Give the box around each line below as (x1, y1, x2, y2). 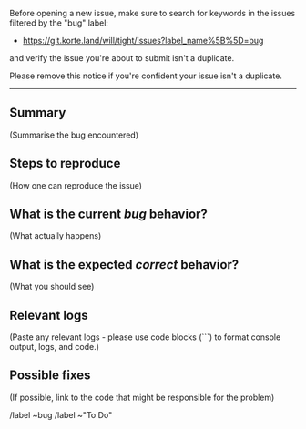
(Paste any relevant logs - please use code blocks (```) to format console (9, 332, 281, 342)
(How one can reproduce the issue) (9, 179, 143, 190)
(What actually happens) (9, 230, 102, 241)
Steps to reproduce (9, 156, 121, 171)
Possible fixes (9, 368, 91, 383)
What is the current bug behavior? (9, 207, 208, 222)
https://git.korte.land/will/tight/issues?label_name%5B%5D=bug (22, 36, 264, 46)
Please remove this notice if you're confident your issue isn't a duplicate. (9, 70, 282, 81)
